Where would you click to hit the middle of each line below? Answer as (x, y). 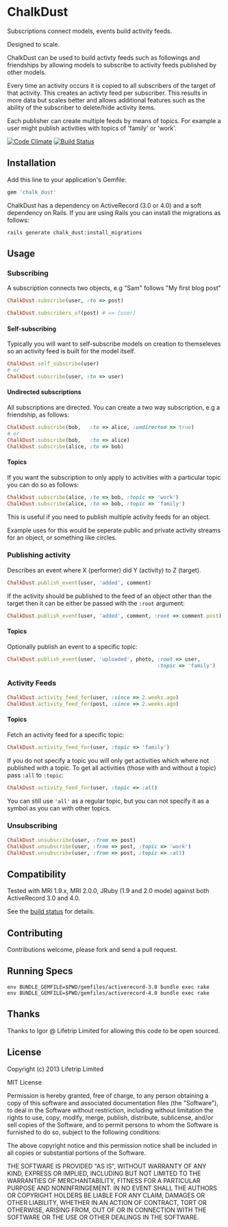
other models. (27, 72)
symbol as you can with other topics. (59, 808)
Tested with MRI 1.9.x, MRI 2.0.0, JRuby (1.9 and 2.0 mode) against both (108, 891)
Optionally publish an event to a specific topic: (73, 646)
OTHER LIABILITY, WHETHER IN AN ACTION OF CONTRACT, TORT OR (107, 1202)
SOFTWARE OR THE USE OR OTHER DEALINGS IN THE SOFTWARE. (103, 1217)
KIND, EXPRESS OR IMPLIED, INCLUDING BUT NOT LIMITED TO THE (104, 1173)
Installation (31, 163)
